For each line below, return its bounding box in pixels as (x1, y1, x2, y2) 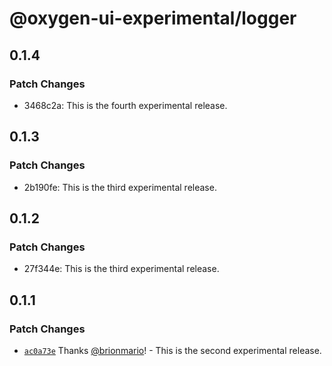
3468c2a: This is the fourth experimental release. (23, 99, 228, 111)
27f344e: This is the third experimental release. (23, 263, 220, 275)
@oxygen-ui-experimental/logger (9, 7, 297, 30)
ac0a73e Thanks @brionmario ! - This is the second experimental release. (23, 344, 322, 356)
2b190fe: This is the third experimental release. (23, 181, 217, 193)
